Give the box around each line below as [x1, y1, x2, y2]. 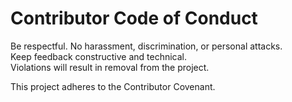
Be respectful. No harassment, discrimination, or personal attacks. [10, 40, 283, 52]
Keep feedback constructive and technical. [10, 50, 187, 62]
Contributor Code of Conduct [10, 7, 258, 30]
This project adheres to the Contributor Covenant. [10, 80, 216, 92]
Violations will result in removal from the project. [10, 61, 210, 73]
